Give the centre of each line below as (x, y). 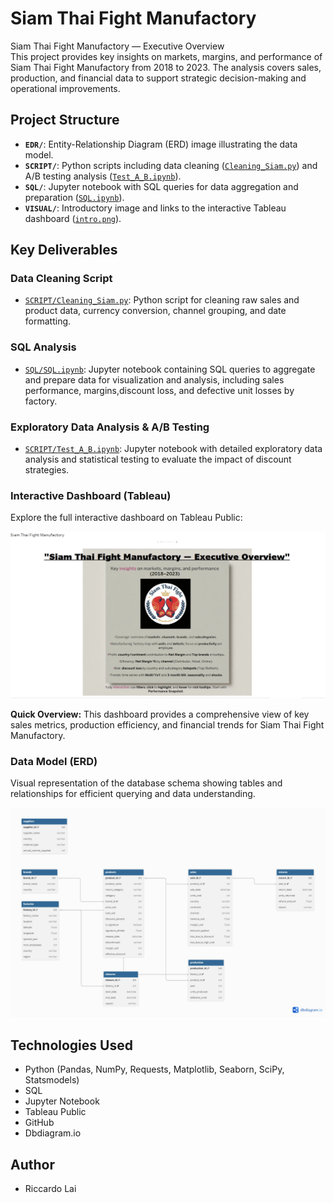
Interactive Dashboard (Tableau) (91, 495)
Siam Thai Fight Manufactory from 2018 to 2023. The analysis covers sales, (166, 67)
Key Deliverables (64, 250)
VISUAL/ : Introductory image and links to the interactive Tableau (155, 208)
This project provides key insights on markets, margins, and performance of (166, 56)
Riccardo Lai (50, 1189)
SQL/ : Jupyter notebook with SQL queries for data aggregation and (161, 186)
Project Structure (65, 120)
